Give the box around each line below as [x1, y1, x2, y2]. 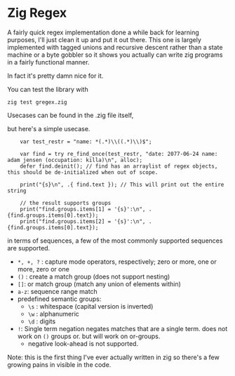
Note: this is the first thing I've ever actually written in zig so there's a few [7, 353, 220, 361]
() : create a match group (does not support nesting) [17, 272, 170, 281]
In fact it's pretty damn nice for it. [7, 72, 104, 80]
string [7, 187, 27, 194]
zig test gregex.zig [7, 98, 68, 106]
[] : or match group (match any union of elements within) [17, 279, 181, 288]
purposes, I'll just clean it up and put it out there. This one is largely [7, 35, 202, 43]
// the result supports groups [20, 199, 112, 206]
